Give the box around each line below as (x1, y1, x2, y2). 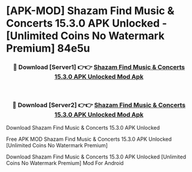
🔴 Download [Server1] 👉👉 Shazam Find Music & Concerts (12, 63, 186, 71)
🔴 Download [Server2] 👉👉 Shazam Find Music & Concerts (12, 101, 186, 110)
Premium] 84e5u (6, 42, 90, 55)
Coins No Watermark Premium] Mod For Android (6, 159, 124, 166)
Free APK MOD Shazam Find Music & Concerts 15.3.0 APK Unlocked (6, 135, 172, 143)
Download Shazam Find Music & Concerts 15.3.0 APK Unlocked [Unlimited (6, 153, 187, 160)
